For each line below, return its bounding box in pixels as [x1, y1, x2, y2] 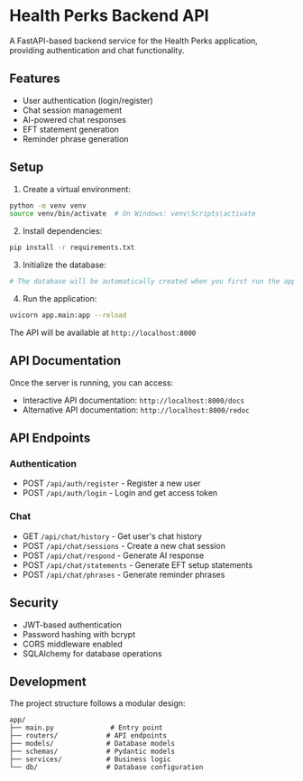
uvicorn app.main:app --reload [9, 311, 127, 321]
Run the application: [22, 293, 97, 304]
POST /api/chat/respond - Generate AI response [22, 550, 205, 561]
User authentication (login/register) [22, 95, 153, 106]
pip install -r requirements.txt [9, 243, 135, 253]
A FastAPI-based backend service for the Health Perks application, [9, 35, 259, 46]
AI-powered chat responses [22, 114, 126, 125]
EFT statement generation [22, 124, 120, 135]
